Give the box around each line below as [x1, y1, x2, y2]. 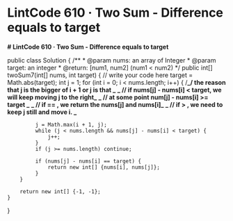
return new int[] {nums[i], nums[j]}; [47, 163, 160, 171]
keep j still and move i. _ [7, 108, 77, 116]
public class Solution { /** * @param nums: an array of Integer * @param [7, 56, 216, 64]
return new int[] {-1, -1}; [19, 188, 101, 195]
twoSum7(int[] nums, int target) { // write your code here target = [7, 71, 193, 79]
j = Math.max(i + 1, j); [35, 121, 108, 128]
